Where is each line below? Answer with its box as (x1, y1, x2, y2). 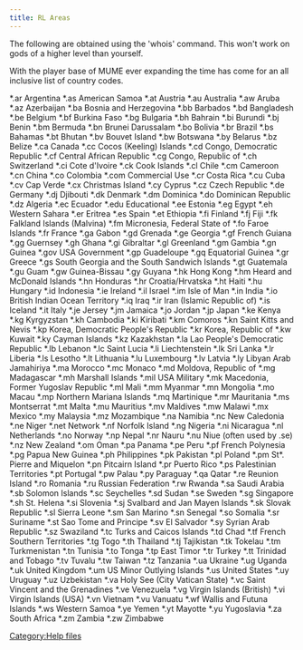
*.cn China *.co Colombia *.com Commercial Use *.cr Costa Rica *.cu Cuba (9, 170, 286, 180)
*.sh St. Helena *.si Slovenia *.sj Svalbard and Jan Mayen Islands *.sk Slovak (9, 497, 291, 508)
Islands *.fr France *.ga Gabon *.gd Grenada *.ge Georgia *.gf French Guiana (9, 228, 292, 238)
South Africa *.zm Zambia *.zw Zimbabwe (9, 613, 165, 624)
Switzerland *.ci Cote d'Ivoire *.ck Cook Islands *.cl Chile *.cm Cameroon (9, 160, 279, 170)
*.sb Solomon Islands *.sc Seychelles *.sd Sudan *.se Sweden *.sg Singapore (9, 487, 294, 499)
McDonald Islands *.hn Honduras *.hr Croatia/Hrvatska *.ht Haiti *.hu (9, 276, 262, 286)
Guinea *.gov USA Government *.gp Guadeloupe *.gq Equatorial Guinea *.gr (9, 247, 289, 257)
